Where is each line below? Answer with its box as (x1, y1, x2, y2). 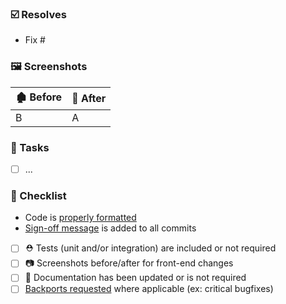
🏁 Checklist (10, 188, 67, 202)
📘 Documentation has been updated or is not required (24, 272, 247, 284)
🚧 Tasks (10, 140, 50, 154)
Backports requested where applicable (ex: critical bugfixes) (24, 283, 274, 295)
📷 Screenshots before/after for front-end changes (24, 257, 234, 269)
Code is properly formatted (24, 212, 137, 224)
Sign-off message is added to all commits (24, 222, 197, 234)
